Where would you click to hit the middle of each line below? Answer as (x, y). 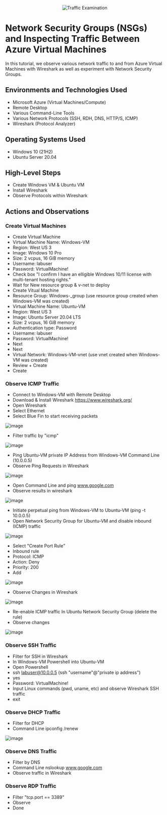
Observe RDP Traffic (31, 786)
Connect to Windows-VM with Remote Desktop (62, 395)
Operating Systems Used (45, 139)
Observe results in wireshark (42, 491)
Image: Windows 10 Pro (37, 253)
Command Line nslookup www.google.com (57, 768)
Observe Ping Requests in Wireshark (51, 466)
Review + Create (30, 365)
